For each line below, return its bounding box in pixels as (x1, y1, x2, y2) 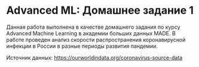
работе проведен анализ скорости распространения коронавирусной (6, 36, 186, 43)
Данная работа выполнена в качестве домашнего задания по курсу (6, 23, 180, 31)
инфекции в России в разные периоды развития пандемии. (6, 42, 158, 50)
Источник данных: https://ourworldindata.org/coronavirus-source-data (6, 54, 183, 61)
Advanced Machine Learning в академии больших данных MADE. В (6, 29, 176, 36)
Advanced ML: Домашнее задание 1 (6, 4, 194, 17)
